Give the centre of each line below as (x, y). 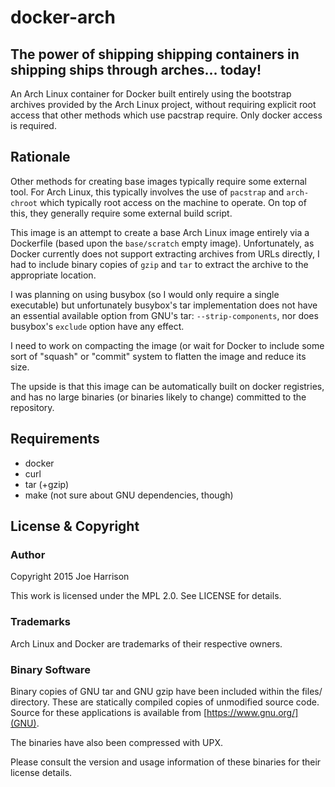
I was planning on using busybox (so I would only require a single (145, 294)
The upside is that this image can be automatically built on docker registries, (167, 386)
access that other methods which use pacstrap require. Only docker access (166, 115)
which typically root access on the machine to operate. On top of (173, 202)
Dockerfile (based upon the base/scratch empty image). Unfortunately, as (162, 243)
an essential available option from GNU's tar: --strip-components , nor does (164, 315)
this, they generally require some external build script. (121, 213)
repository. (32, 407)
